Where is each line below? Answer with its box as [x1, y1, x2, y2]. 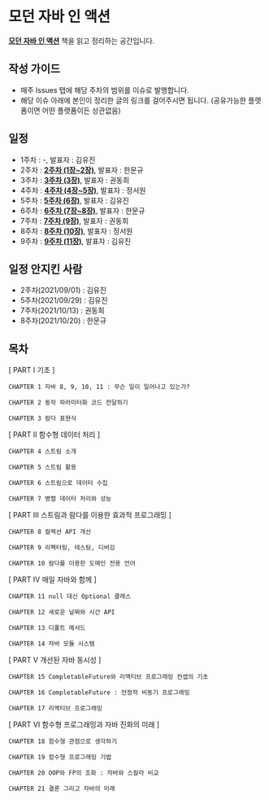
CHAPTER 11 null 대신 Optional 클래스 [8, 592, 132, 601]
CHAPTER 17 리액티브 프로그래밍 [8, 705, 103, 713]
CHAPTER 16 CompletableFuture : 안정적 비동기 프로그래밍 [8, 689, 190, 697]
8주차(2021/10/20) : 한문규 [20, 316, 107, 326]
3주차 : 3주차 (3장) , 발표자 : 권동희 [20, 175, 130, 185]
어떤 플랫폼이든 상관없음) [41, 105, 122, 115]
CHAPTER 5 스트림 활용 [8, 463, 77, 472]
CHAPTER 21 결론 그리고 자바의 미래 [8, 785, 115, 793]
